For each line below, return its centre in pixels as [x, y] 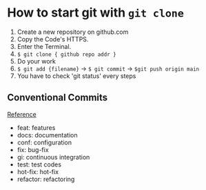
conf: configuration [44, 142]
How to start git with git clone [95, 13]
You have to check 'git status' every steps [76, 76]
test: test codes [39, 164]
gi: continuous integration [53, 157]
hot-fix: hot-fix [38, 171]
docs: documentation [47, 135]
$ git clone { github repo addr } [66, 54]
